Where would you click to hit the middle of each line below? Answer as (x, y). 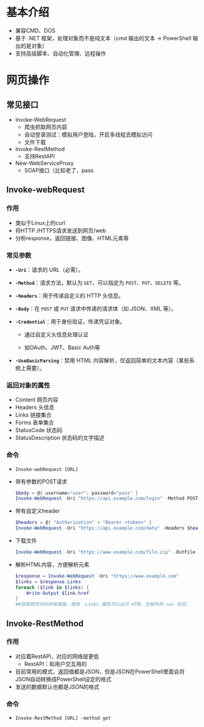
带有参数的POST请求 (41, 481)
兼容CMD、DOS (35, 30)
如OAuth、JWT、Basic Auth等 (62, 347)
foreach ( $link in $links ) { (52, 587)
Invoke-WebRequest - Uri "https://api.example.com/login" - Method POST (107, 498)
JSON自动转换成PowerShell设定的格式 (63, 679)
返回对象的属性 (28, 385)
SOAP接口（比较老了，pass (59, 170)
